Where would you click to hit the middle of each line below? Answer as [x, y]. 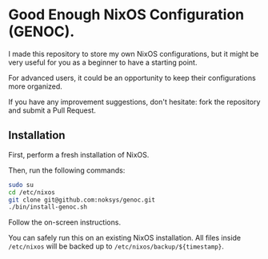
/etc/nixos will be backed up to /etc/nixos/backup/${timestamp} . [116, 246]
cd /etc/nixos [32, 192]
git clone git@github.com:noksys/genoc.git [82, 200]
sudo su [21, 185]
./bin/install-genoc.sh [48, 207]
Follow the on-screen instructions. [65, 222]
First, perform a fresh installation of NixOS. [79, 154]
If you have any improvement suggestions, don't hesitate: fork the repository [134, 102]
